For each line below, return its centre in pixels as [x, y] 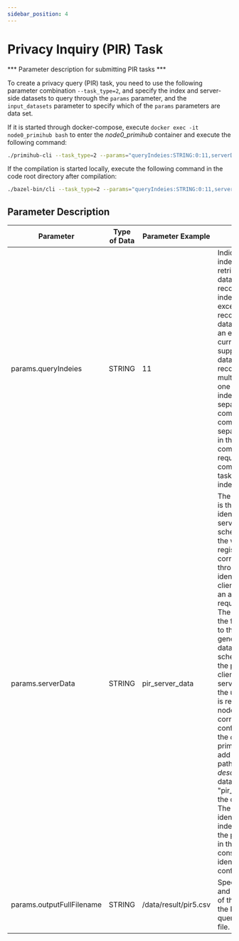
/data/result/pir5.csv [176, 905]
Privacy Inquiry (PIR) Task [85, 49]
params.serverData [43, 683]
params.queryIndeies [47, 369]
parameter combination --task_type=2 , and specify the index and [103, 91]
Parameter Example [176, 236]
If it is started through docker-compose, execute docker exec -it [103, 127]
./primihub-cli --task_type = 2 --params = [68, 155]
